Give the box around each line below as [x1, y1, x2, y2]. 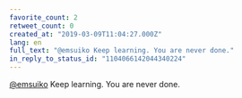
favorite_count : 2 [9, 12, 78, 22]
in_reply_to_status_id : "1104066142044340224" [9, 54, 186, 63]
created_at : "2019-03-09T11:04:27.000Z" [9, 29, 163, 38]
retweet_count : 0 [9, 21, 74, 30]
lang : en [9, 37, 42, 47]
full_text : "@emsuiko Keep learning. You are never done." [9, 46, 235, 55]
